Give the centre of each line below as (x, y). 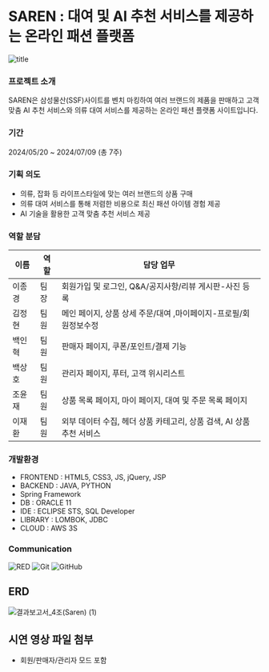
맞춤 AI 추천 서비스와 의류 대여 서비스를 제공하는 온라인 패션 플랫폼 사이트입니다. (133, 110)
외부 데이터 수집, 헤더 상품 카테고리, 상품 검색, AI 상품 (156, 422)
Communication (40, 549)
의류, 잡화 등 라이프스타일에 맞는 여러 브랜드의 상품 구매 (106, 194)
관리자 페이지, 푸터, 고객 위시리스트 (123, 374)
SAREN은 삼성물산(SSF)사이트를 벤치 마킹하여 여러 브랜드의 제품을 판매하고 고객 (134, 100)
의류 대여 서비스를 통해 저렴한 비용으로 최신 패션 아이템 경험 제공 (120, 203)
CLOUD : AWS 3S (48, 528)
